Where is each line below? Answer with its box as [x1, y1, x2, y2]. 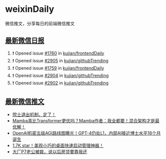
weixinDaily [5, 3, 55, 15]
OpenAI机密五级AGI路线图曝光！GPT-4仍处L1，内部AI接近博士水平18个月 [12, 130, 161, 136]
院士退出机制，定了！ [12, 111, 56, 117]
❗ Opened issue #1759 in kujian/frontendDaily [12, 65, 105, 71]
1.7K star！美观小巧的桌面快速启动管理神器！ [12, 142, 104, 148]
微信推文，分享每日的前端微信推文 [5, 20, 75, 26]
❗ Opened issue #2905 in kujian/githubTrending [12, 57, 109, 63]
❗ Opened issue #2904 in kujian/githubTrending [12, 72, 109, 78]
